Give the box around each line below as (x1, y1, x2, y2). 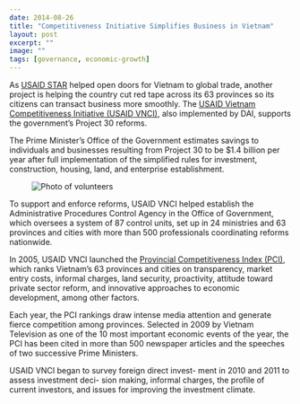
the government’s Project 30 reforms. (9, 118, 148, 128)
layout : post (9, 30, 58, 39)
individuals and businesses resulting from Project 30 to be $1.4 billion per (9, 145, 280, 155)
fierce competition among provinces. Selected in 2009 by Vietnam (9, 320, 254, 329)
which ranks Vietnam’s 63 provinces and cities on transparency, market (9, 264, 273, 274)
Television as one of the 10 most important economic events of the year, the (9, 329, 289, 339)
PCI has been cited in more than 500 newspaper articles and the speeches (9, 338, 285, 348)
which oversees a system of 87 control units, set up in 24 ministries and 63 (9, 217, 287, 228)
